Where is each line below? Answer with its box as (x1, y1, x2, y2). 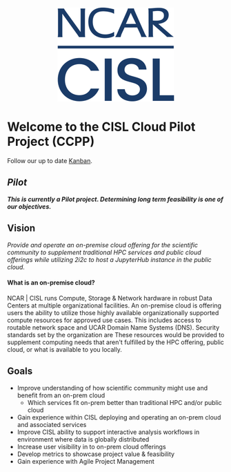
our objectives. (7, 202, 52, 211)
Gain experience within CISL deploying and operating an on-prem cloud (17, 413, 221, 422)
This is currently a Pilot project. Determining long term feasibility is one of (7, 195, 224, 203)
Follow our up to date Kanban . (7, 156, 93, 164)
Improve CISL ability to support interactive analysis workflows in (17, 428, 200, 436)
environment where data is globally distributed (17, 435, 150, 443)
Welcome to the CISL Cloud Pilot (7, 119, 196, 135)
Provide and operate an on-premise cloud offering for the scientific (7, 240, 199, 249)
